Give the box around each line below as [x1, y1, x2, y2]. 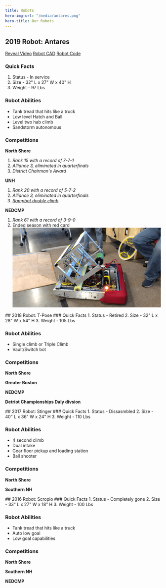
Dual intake [12, 443, 36, 449]
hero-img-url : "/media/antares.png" [5, 13, 81, 18]
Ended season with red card [12, 222, 70, 228]
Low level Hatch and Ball [12, 114, 63, 119]
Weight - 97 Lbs [12, 85, 45, 91]
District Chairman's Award [12, 168, 67, 174]
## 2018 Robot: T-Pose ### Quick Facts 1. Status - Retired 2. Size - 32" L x [5, 312, 158, 318]
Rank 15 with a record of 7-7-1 [12, 158, 74, 164]
